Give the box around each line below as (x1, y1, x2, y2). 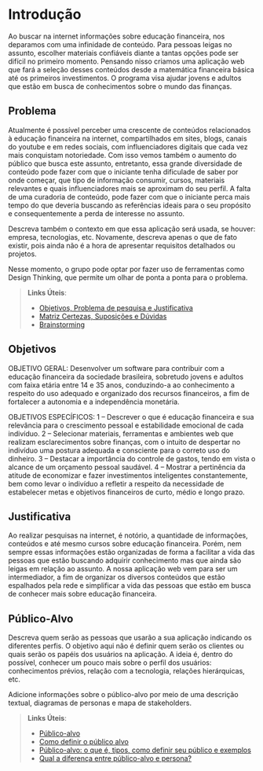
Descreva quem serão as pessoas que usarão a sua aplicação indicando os (8, 633, 253, 642)
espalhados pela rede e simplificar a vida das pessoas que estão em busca (8, 581, 251, 590)
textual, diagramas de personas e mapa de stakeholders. (8, 698, 192, 708)
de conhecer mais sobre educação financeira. (8, 589, 157, 599)
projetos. (8, 249, 37, 259)
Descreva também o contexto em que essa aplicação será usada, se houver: (8, 224, 256, 233)
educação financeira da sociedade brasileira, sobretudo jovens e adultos (8, 372, 244, 381)
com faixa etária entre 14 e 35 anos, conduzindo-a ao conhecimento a (8, 380, 236, 390)
